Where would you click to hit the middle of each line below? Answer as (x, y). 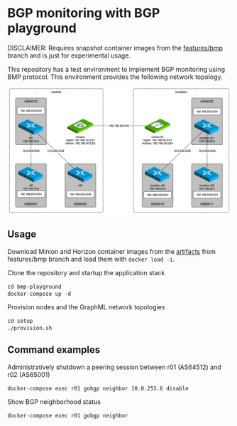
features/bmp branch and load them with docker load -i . (91, 259)
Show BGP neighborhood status (54, 401)
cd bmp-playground (34, 287)
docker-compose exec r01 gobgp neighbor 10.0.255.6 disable (98, 388)
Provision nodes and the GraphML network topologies (86, 307)
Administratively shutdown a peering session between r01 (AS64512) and (114, 367)
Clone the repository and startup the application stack (86, 272)
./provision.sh (30, 328)
